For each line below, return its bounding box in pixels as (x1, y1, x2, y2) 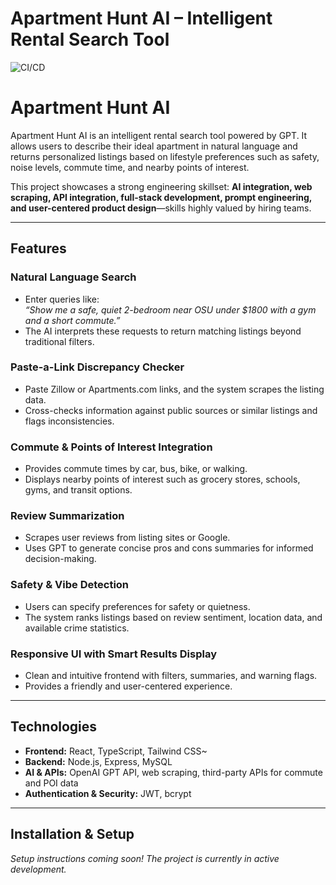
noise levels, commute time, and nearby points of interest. (10, 161, 250, 173)
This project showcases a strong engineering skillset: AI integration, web (10, 180, 313, 192)
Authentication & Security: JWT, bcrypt (24, 787, 192, 799)
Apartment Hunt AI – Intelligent (10, 7, 273, 30)
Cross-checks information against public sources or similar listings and (24, 404, 318, 416)
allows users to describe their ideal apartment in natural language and (10, 140, 298, 152)
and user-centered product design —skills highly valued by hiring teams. (10, 202, 312, 214)
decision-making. (24, 553, 97, 565)
